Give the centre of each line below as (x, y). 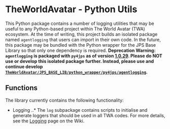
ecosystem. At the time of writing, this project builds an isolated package (81, 34)
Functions (22, 88)
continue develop (24, 67)
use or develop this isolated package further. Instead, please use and (80, 61)
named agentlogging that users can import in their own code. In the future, (83, 40)
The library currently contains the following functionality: (64, 100)
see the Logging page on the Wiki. (48, 121)
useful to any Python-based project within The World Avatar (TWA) (75, 28)
